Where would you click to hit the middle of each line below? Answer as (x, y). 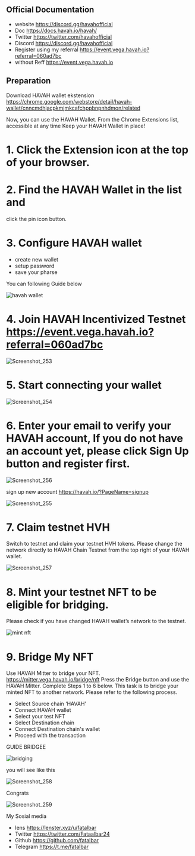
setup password (34, 266)
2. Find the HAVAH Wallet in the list (94, 189)
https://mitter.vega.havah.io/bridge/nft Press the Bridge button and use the (97, 680)
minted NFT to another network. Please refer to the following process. (92, 692)
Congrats (18, 793)
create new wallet (36, 259)
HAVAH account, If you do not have (95, 438)
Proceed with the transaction (50, 736)
